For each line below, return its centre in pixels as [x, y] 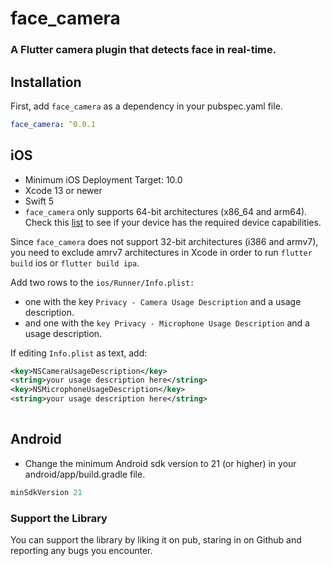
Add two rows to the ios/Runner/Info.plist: [102, 282]
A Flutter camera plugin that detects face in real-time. [143, 50]
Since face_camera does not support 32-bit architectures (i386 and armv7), [164, 241]
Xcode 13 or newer [63, 190]
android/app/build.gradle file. [85, 474]
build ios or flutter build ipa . [75, 263]
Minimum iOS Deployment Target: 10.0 [103, 179]
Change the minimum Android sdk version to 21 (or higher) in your [160, 463]
